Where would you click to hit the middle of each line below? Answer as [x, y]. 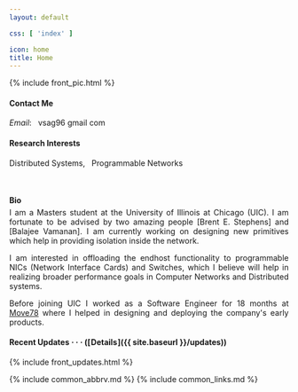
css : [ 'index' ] [41, 33]
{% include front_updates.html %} [71, 362]
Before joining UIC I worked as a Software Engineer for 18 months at [149, 303]
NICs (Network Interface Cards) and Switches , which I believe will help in [149, 267]
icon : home [29, 50]
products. [27, 322]
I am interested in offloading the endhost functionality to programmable [149, 257]
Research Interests [45, 144]
